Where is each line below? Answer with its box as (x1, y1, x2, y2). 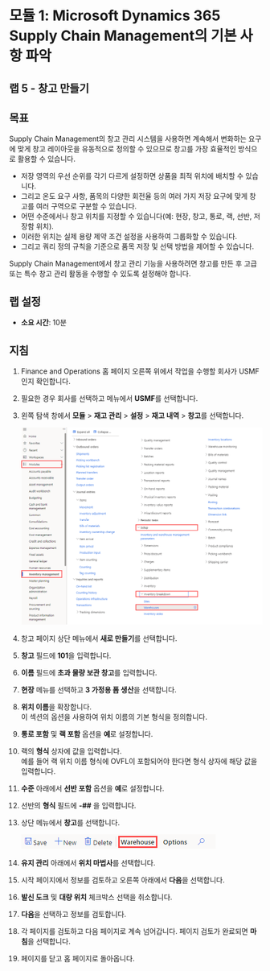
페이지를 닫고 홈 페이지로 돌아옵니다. (20, 953, 135, 963)
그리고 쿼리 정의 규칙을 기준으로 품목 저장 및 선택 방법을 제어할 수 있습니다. (20, 242, 255, 251)
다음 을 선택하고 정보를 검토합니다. (20, 909, 127, 919)
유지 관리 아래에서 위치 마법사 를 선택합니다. (20, 857, 156, 867)
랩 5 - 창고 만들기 (9, 81, 89, 95)
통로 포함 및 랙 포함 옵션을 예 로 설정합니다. (20, 729, 153, 738)
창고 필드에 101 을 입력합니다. (20, 651, 112, 660)
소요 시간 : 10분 (20, 318, 67, 328)
